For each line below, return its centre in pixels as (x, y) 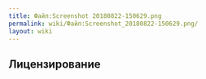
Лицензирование (55, 64)
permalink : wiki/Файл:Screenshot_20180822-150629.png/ (103, 24)
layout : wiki (31, 31)
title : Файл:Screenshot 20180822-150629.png (85, 16)
